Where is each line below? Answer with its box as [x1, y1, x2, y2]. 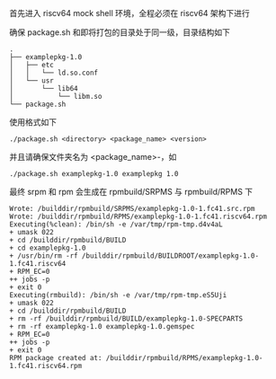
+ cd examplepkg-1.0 [9, 243, 87, 252]
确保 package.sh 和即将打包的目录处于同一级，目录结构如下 [9, 27, 231, 38]
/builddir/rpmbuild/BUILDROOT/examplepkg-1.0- [81, 251, 259, 260]
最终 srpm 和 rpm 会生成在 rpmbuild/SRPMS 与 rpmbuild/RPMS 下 [9, 187, 254, 197]
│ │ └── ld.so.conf [9, 68, 99, 77]
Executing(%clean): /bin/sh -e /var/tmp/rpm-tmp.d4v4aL [9, 220, 223, 229]
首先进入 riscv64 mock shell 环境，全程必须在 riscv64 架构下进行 [9, 8, 250, 18]
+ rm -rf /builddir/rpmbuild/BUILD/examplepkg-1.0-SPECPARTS [9, 314, 244, 323]
